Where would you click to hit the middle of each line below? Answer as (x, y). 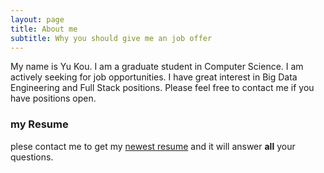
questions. (32, 157)
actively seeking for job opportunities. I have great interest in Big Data (154, 77)
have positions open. (53, 98)
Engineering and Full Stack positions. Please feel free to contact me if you (162, 88)
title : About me (44, 29)
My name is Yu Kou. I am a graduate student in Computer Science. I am (157, 67)
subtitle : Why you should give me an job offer (111, 38)
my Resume (39, 124)
